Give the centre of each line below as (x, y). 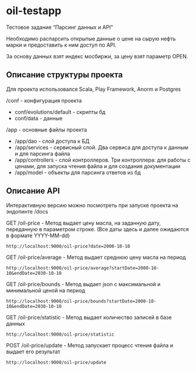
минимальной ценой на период (46, 290)
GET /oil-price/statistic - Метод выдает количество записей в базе (89, 317)
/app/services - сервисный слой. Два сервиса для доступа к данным (101, 147)
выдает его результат (33, 352)
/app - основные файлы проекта (46, 129)
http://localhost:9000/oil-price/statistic (60, 334)
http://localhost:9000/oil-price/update (57, 362)
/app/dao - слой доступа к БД (52, 141)
